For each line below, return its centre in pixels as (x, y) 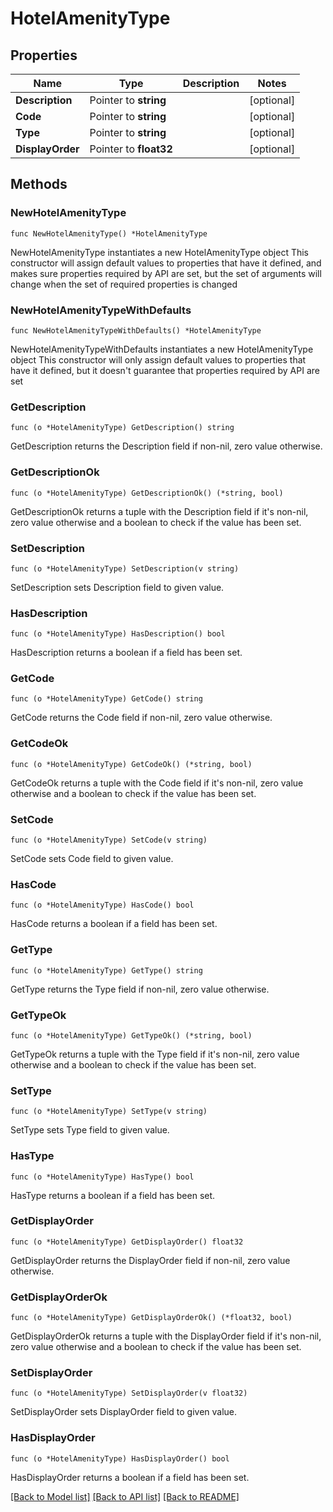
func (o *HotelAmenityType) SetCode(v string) (109, 840)
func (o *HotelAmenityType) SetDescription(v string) (125, 568)
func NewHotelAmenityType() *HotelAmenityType (109, 233)
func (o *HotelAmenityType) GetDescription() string (122, 428)
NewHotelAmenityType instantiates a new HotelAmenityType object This (160, 252)
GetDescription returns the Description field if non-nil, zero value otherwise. (166, 446)
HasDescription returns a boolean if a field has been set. (126, 653)
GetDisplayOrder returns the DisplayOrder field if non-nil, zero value (150, 1260)
